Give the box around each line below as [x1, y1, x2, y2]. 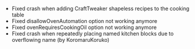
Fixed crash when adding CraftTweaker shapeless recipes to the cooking [11, 5, 190, 12]
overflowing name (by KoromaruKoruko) [11, 37, 110, 43]
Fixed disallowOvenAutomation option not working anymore [11, 18, 158, 24]
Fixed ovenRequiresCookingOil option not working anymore [11, 24, 157, 31]
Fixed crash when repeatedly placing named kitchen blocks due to [11, 30, 174, 37]
